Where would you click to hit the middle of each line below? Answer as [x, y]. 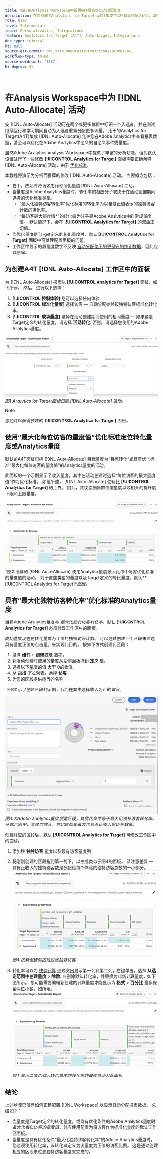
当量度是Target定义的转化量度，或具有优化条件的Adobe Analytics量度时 [84, 1121]
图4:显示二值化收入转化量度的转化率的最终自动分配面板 [67, 1075]
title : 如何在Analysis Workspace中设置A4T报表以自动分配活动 [63, 10]
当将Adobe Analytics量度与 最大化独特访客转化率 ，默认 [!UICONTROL [75, 622]
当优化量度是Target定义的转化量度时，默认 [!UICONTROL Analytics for [83, 234]
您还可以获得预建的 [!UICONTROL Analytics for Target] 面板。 [68, 420]
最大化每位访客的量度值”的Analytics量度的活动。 [60, 465]
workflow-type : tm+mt [27, 56]
